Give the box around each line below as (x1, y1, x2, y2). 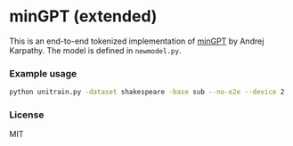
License (9, 109, 45, 121)
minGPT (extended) (9, 6, 158, 27)
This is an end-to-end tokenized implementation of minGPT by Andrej (9, 36, 265, 46)
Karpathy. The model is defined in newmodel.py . (9, 45, 182, 55)
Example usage (9, 67, 77, 79)
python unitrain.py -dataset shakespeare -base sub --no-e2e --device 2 (9, 87, 285, 97)
